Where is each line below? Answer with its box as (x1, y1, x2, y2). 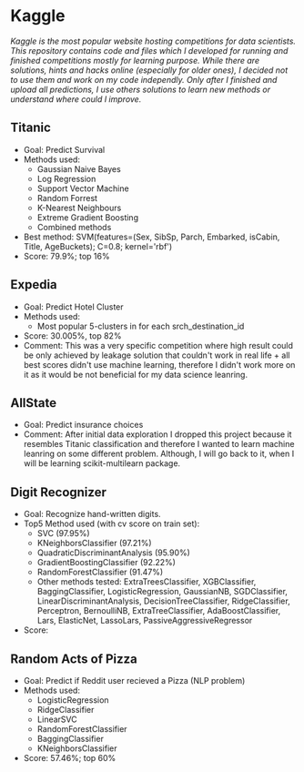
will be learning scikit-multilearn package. (23, 458, 181, 469)
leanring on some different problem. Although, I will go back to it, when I (23, 448, 295, 460)
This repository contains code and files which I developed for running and (10, 45, 289, 56)
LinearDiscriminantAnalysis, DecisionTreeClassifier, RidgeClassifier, (36, 595, 290, 606)
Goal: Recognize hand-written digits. (23, 509, 162, 520)
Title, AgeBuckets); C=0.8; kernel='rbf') (23, 240, 173, 251)
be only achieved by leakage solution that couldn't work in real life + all (23, 350, 290, 361)
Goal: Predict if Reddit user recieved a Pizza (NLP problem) (23, 675, 246, 686)
